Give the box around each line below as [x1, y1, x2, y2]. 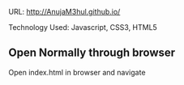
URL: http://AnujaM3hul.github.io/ [8, 7, 121, 16]
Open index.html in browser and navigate [8, 67, 146, 77]
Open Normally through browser [8, 46, 176, 60]
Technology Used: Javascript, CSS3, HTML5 [8, 23, 158, 32]
